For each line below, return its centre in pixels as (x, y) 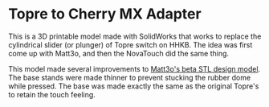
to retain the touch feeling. (52, 94)
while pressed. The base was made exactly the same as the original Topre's (134, 86)
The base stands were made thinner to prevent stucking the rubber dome (130, 77)
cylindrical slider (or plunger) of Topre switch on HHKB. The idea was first (130, 44)
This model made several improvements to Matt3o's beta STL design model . (134, 68)
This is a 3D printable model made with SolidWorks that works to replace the (135, 36)
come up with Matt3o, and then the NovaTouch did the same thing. (119, 53)
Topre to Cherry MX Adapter (105, 14)
